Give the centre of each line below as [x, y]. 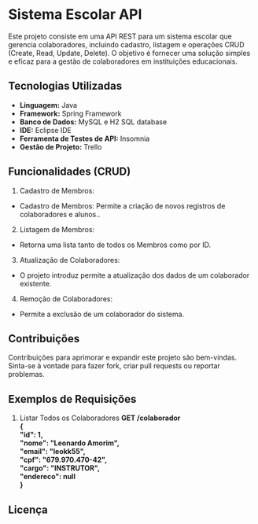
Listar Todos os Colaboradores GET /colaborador [100, 418]
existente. [35, 283]
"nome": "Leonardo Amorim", [69, 443]
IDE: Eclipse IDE [46, 130]
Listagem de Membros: [57, 229]
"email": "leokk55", [53, 452]
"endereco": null [48, 477]
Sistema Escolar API [75, 15]
